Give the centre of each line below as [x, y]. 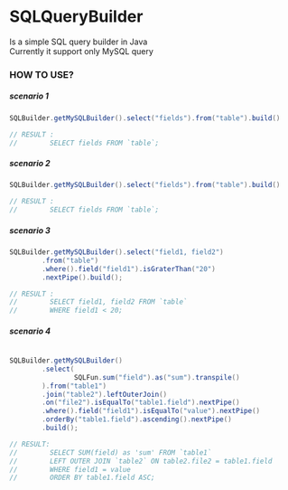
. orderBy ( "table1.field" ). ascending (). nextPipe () [137, 419]
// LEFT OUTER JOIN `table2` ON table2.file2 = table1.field [141, 461]
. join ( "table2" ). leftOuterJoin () [105, 394]
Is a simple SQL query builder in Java [79, 42]
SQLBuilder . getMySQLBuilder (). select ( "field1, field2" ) [116, 252]
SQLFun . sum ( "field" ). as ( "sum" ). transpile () [157, 377]
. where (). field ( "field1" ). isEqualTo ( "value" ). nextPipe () [151, 411]
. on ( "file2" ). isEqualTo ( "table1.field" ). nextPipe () [141, 403]
